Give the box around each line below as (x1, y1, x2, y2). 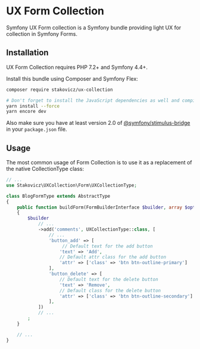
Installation (6, 48, 49, 58)
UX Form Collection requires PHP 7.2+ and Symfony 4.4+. (6, 63, 148, 71)
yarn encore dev (6, 109, 46, 115)
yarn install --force (6, 103, 60, 109)
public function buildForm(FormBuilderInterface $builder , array (17, 204, 183, 210)
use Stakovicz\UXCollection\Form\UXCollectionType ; (6, 182, 137, 188)
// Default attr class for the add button (59, 254, 167, 261)
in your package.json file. (6, 125, 67, 133)
